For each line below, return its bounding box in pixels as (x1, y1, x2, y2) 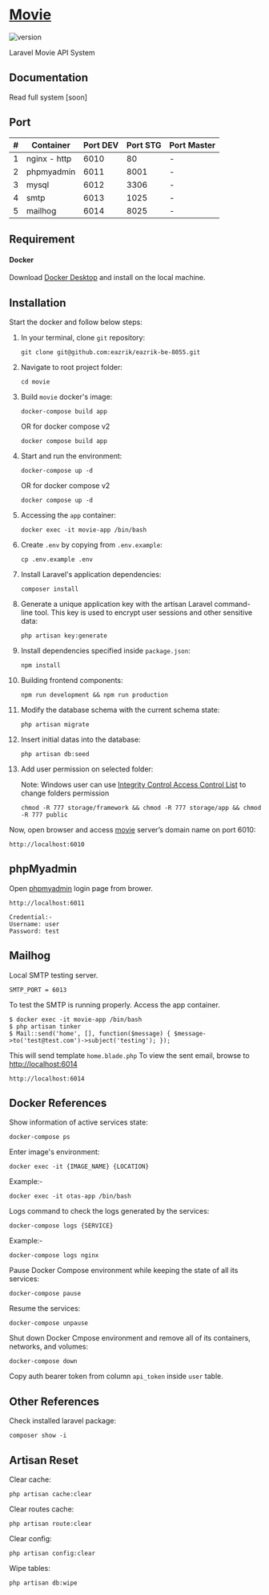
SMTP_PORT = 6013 (9, 986, 67, 994)
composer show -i (9, 1431, 67, 1440)
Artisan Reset (9, 1453, 79, 1467)
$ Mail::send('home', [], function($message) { (9, 1029, 171, 1037)
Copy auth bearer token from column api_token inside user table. (9, 1371, 223, 1381)
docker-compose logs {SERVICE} (9, 1222, 114, 1230)
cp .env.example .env (20, 555, 93, 564)
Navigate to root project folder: (20, 362, 123, 372)
